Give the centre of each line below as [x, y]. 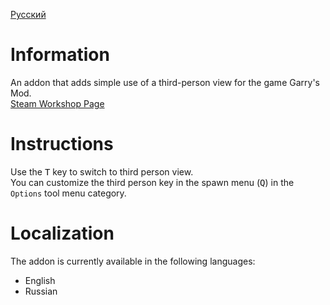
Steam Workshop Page [57, 103]
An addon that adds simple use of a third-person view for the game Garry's [165, 82]
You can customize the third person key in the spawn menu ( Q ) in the [152, 182]
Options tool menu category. [68, 193]
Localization [62, 233]
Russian [41, 291]
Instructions [62, 144]
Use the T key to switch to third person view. [102, 171]
